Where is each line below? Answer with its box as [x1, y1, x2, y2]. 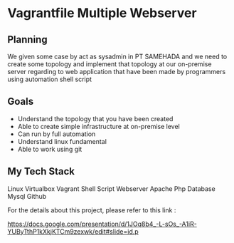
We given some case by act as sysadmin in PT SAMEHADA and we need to [7, 52, 228, 61]
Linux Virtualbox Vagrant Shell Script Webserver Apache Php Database [7, 184, 216, 193]
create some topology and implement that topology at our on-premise [7, 60, 212, 68]
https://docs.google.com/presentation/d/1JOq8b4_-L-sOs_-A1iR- [7, 219, 197, 228]
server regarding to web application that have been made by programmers [7, 68, 226, 76]
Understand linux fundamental [17, 137, 107, 145]
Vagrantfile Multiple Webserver [7, 5, 197, 21]
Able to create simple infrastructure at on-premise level [17, 122, 180, 130]
